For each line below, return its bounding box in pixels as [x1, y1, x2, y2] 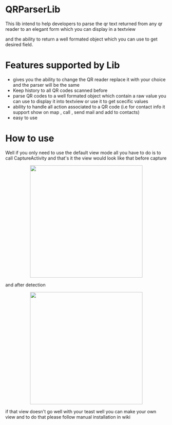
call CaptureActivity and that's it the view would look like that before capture [5, 155, 167, 161]
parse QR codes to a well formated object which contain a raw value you [12, 92, 166, 99]
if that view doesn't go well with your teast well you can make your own [5, 408, 157, 414]
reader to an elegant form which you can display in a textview [5, 26, 136, 32]
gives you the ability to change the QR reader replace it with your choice [12, 76, 166, 83]
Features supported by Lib [5, 60, 120, 71]
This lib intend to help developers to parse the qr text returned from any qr [5, 21, 163, 27]
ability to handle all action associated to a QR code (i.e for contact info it [12, 104, 165, 110]
